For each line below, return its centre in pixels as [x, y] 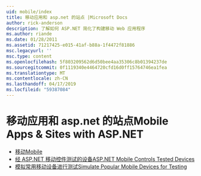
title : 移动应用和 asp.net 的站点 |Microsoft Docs [67, 17]
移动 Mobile [29, 151]
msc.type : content [29, 56]
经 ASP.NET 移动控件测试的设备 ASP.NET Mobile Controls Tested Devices [105, 159]
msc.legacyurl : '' [29, 51]
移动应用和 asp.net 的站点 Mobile [87, 121]
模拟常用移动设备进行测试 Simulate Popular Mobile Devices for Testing [101, 166]
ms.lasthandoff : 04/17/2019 [41, 84]
